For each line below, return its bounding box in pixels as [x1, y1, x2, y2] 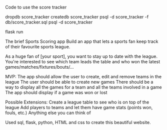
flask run [5, 29, 23, 34]
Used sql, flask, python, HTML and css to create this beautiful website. [5, 120, 151, 125]
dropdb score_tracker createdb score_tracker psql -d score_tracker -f [5, 14, 149, 19]
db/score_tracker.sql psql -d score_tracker [5, 19, 93, 25]
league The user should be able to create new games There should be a [5, 79, 153, 85]
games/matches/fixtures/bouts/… [5, 64, 74, 70]
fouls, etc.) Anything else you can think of [5, 110, 91, 116]
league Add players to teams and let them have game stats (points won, [5, 105, 153, 110]
